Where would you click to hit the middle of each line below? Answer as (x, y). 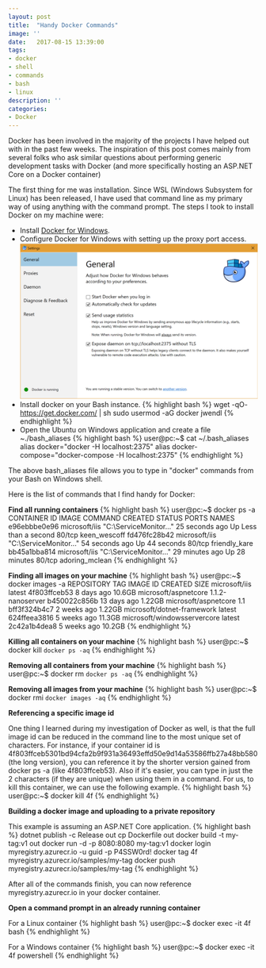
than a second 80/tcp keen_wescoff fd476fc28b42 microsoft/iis (112, 535)
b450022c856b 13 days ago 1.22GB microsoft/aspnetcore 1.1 (146, 601)
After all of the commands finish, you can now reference (100, 884)
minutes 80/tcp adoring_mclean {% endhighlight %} (93, 560)
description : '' (35, 100)
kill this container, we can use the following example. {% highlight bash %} (130, 787)
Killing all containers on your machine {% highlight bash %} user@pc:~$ (129, 642)
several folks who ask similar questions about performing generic (115, 158)
